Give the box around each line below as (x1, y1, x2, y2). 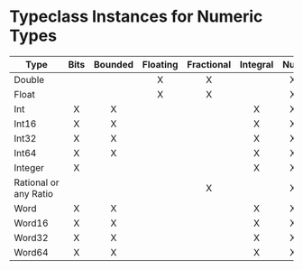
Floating (142, 58, 179, 70)
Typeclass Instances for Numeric (9, 6, 263, 27)
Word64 (14, 246, 49, 258)
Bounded (93, 58, 133, 70)
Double (14, 73, 45, 86)
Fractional (187, 58, 232, 70)
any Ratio (14, 187, 54, 200)
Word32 (14, 231, 49, 244)
